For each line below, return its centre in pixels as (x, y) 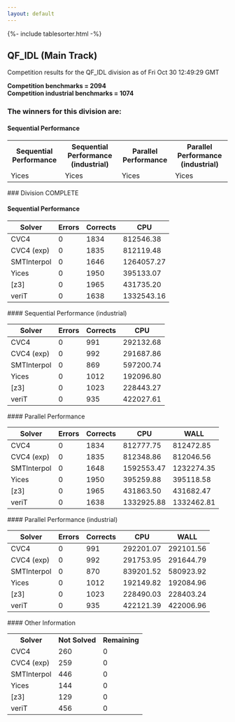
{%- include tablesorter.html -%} (55, 34)
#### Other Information (41, 623)
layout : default (31, 14)
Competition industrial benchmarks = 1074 (71, 93)
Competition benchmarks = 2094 (57, 86)
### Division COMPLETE (43, 192)
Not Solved (77, 639)
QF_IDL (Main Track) (52, 56)
